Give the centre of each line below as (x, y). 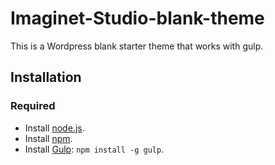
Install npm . (48, 138)
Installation (46, 77)
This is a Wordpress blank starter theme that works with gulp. (137, 46)
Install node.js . (54, 128)
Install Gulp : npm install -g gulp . (94, 149)
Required (33, 106)
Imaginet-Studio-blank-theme (137, 18)
